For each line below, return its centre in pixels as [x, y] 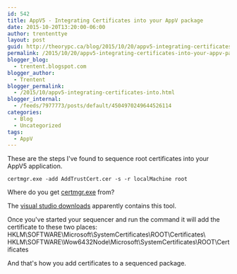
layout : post [26, 40]
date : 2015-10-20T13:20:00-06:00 [56, 27]
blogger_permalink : [36, 86]
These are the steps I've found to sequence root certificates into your [108, 159]
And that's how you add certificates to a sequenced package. [97, 263]
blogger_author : [31, 73]
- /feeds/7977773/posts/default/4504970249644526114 [93, 106]
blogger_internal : [34, 100]
